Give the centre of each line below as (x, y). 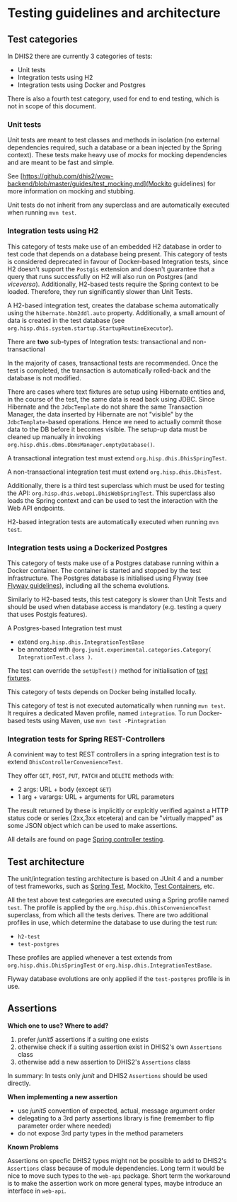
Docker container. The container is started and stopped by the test (104, 570)
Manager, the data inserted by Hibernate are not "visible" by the (100, 414)
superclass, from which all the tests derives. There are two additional (108, 915)
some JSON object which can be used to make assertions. (93, 826)
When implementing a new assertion (63, 1096)
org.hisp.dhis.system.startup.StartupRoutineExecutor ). (90, 328)
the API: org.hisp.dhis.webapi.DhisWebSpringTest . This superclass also (111, 493)
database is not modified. (44, 378)
